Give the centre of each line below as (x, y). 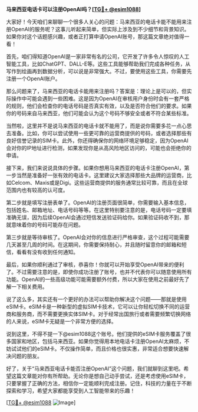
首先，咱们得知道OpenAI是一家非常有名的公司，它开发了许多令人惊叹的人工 (98, 56)
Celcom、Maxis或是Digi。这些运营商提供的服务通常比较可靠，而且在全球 (99, 183)
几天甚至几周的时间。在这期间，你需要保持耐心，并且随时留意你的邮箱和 (94, 245)
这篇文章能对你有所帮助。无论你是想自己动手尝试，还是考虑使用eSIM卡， (100, 376)
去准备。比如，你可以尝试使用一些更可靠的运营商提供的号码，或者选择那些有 (99, 133)
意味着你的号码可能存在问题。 (47, 225)
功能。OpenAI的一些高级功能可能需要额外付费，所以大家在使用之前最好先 (95, 279)
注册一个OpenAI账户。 (33, 79)
